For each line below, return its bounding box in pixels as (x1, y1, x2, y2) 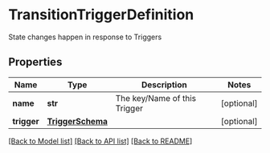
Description (141, 79, 187, 90)
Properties (8, 55, 63, 69)
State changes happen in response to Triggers (8, 32, 162, 42)
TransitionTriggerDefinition (8, 6, 194, 24)
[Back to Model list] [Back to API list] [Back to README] (8, 136, 193, 146)
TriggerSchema (47, 115, 108, 127)
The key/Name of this (115, 92, 197, 103)
